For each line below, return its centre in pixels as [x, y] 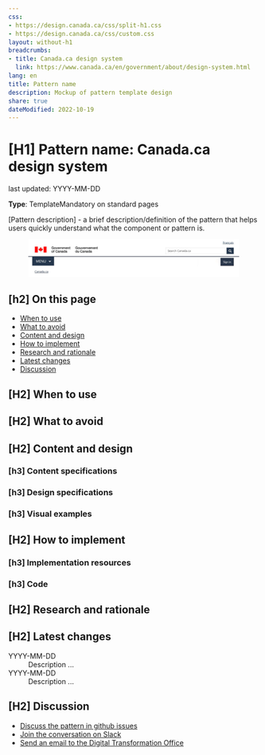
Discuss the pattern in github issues [78, 726]
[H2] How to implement [67, 539]
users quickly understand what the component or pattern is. [107, 228]
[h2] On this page [53, 299]
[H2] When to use [53, 394]
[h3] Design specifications [61, 493]
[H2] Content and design [70, 448]
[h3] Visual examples [51, 514]
